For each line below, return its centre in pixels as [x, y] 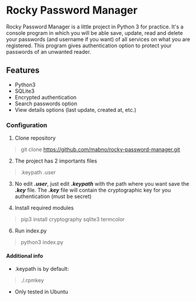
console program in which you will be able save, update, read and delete [95, 33]
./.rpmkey [32, 280]
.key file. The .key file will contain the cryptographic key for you [93, 190]
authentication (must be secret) [53, 196]
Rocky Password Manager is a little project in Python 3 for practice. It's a [95, 27]
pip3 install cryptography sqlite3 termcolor [73, 219]
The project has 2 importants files [56, 161]
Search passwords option [46, 103]
